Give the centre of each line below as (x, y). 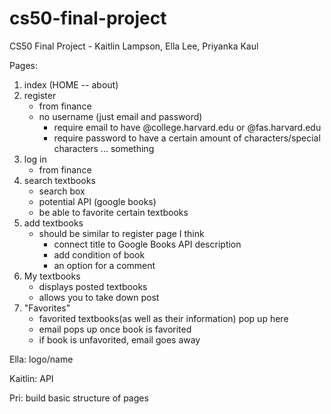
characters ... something (104, 148)
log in (35, 159)
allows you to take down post (99, 297)
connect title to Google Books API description (147, 244)
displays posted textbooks (93, 286)
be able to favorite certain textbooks (113, 212)
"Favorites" (47, 308)
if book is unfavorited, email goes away (119, 339)
